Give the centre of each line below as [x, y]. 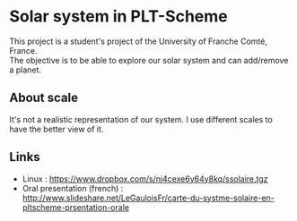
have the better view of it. [57, 129]
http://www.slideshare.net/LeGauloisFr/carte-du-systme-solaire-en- [148, 198]
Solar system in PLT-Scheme [119, 17]
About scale [44, 98]
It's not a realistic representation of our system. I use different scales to [141, 119]
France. [23, 50]
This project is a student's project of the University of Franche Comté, [138, 41]
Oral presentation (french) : [73, 188]
